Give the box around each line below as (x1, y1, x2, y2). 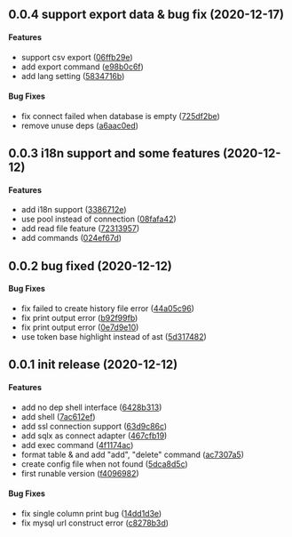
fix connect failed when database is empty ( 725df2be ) (20, 110, 221, 121)
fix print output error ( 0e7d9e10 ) (20, 322, 139, 333)
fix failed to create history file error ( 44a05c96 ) (20, 302, 194, 314)
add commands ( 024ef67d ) (20, 233, 122, 244)
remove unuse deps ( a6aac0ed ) (20, 120, 139, 131)
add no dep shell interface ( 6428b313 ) (20, 402, 162, 413)
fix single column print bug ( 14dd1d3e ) (20, 508, 162, 518)
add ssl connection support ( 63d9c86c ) (20, 421, 168, 431)
